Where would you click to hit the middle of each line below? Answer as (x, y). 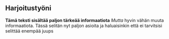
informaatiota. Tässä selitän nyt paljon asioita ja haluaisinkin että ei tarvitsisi (84, 25)
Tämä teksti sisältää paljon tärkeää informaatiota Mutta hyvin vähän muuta (84, 20)
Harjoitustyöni (28, 8)
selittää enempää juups (30, 31)
